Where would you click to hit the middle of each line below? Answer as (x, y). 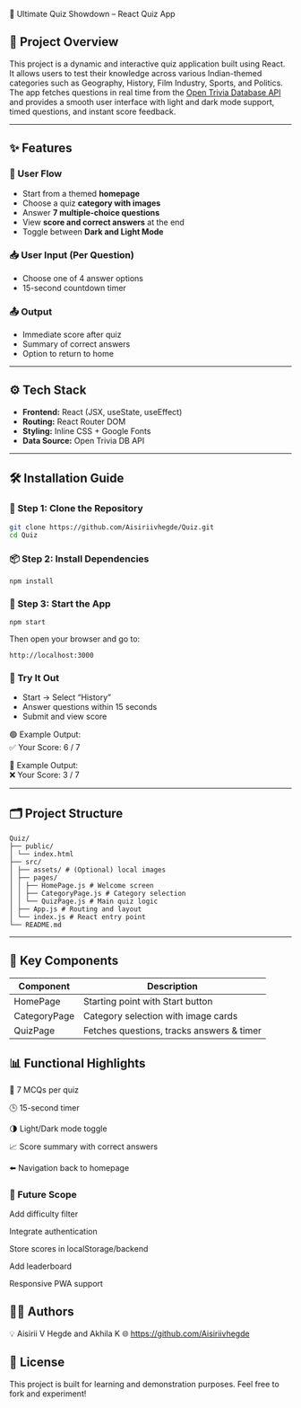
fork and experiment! (48, 1394)
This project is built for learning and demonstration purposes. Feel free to (144, 1384)
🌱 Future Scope (43, 1194)
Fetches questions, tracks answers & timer (173, 1031)
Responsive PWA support (56, 1283)
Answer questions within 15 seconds (90, 707)
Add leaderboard (41, 1266)
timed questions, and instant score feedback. (93, 111)
